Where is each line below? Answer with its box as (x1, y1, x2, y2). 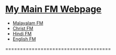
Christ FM (12, 25, 33, 31)
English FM (12, 36, 36, 42)
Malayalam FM (12, 20, 44, 26)
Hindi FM (12, 30, 32, 36)
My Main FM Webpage (5, 3, 102, 15)
